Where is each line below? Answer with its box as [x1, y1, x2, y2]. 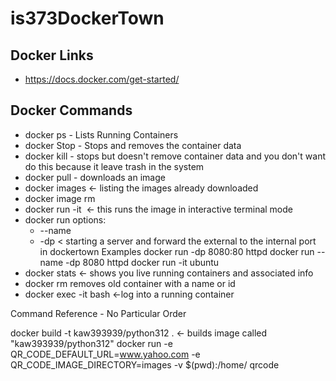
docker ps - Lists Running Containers [24, 128, 179, 141]
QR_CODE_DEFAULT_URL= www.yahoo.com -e [10, 348, 201, 360]
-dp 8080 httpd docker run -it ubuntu [65, 256, 220, 268]
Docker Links [10, 47, 94, 64]
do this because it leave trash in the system [24, 160, 205, 172]
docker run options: [24, 213, 107, 226]
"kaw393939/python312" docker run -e [10, 337, 173, 349]
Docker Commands [10, 102, 133, 119]
